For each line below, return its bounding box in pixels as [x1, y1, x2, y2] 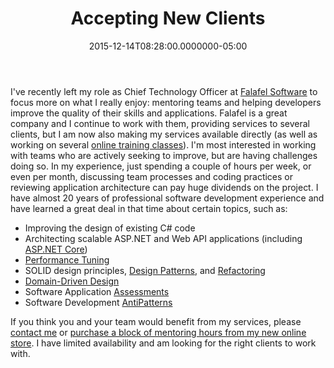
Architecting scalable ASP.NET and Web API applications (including [24, 232, 303, 244]
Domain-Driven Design [24, 275, 120, 287]
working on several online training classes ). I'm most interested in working [10, 138, 317, 151]
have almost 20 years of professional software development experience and [10, 192, 325, 204]
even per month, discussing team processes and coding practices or [10, 170, 294, 182]
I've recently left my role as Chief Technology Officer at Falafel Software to [10, 85, 318, 97]
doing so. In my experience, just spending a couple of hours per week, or [10, 160, 312, 172]
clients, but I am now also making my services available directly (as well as [10, 128, 318, 140]
